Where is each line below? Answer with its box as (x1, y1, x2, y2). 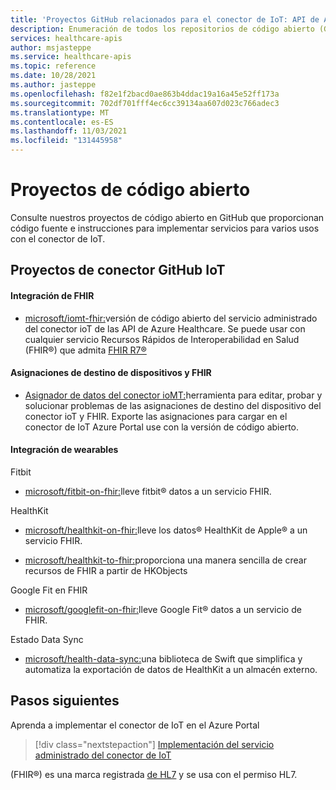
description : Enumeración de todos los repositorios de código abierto (10, 24, 315, 34)
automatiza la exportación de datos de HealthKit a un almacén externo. (24, 663, 318, 675)
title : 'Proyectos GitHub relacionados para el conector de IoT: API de (10, 14, 320, 25)
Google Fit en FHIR (10, 584, 88, 596)
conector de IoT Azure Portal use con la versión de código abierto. (24, 421, 300, 433)
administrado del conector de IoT (34, 749, 172, 761)
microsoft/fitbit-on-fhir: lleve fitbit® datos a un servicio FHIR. (24, 485, 272, 497)
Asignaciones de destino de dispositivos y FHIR (10, 367, 212, 379)
